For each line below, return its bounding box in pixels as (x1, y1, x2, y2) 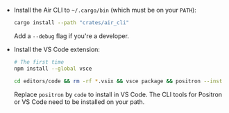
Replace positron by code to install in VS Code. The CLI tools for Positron (13, 90, 223, 98)
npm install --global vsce (13, 65, 92, 72)
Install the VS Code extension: (13, 45, 101, 53)
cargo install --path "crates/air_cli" (13, 19, 130, 26)
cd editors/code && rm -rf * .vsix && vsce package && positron (13, 78, 201, 85)
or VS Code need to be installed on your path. (13, 97, 145, 106)
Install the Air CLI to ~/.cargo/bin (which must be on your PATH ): (13, 6, 196, 14)
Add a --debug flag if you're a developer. (13, 31, 130, 40)
